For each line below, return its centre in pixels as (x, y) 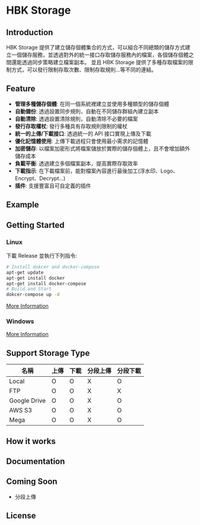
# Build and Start (29, 289)
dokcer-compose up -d (33, 295)
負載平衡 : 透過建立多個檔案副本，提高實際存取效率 (76, 163)
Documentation (36, 462)
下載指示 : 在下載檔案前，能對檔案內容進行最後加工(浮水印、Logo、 (96, 171)
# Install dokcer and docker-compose (53, 267)
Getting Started (35, 225)
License (21, 516)
